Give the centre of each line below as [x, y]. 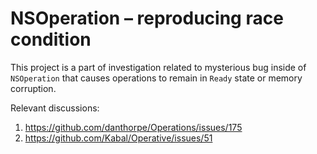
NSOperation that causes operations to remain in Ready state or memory [156, 78]
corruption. [33, 88]
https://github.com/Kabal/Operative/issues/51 [118, 138]
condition [51, 39]
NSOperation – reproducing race [147, 18]
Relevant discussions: [55, 108]
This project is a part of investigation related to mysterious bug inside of [158, 67]
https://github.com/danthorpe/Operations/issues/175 [133, 127]
